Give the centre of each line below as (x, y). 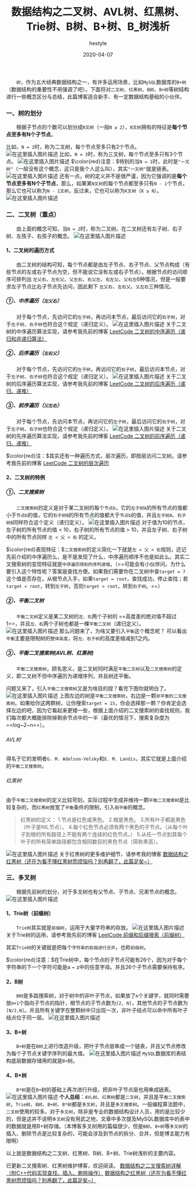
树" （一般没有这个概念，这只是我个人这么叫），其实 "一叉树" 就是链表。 (89, 169)
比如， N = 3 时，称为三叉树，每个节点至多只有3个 (118, 154)
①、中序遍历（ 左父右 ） (34, 301)
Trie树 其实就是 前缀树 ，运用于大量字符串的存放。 (74, 927)
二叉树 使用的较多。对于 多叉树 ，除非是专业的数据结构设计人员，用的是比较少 (96, 1111)
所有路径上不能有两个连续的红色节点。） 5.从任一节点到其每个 (114, 834)
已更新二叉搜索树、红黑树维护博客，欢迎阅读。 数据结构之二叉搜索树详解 (94, 1166)
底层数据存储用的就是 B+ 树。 (44, 1061)
